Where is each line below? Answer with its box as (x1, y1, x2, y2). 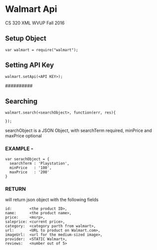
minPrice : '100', (9, 165, 52, 170)
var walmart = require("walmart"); (5, 47, 78, 53)
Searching (5, 97, 38, 105)
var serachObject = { (5, 156, 50, 162)
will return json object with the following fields (5, 196, 99, 202)
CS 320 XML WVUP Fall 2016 (5, 20, 65, 26)
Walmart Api (5, 3, 58, 15)
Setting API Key (5, 61, 54, 69)
